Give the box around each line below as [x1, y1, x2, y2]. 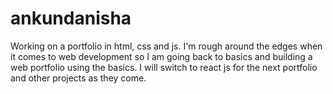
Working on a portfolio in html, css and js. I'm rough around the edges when [10, 40, 323, 52]
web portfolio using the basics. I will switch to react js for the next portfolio [10, 61, 318, 73]
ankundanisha [10, 7, 132, 30]
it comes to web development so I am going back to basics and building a [10, 50, 313, 62]
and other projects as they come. [10, 72, 147, 84]
